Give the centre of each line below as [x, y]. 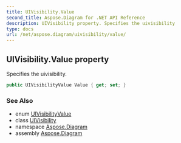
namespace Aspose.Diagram [51, 127]
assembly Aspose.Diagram [49, 133]
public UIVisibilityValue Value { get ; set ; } [66, 85]
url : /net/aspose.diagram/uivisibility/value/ [66, 35]
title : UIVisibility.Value [40, 12]
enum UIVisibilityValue [43, 114]
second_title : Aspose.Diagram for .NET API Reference [76, 18]
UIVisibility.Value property [58, 59]
